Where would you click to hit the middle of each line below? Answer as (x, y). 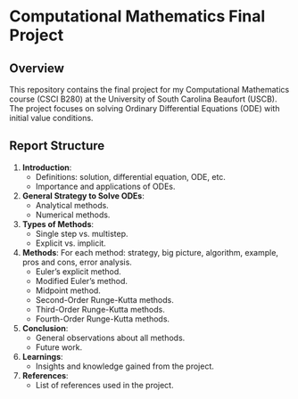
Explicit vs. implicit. (71, 243)
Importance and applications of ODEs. (105, 186)
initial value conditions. (51, 118)
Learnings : (43, 356)
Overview (37, 68)
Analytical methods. (72, 205)
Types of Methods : (58, 224)
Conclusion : (45, 328)
